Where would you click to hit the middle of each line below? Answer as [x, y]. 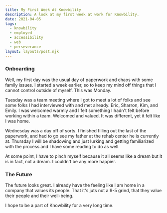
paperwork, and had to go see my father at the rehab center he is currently [82, 136]
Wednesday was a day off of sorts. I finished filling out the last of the [76, 130]
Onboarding [20, 69]
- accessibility [26, 38]
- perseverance [25, 47]
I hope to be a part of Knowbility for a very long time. [59, 206]
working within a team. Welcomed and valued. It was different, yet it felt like [83, 115]
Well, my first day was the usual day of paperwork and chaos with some [79, 80]
